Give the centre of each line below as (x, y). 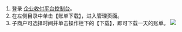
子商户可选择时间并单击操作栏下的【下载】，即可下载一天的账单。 (90, 23)
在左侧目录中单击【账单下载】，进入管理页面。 (67, 16)
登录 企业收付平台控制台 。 (43, 8)
